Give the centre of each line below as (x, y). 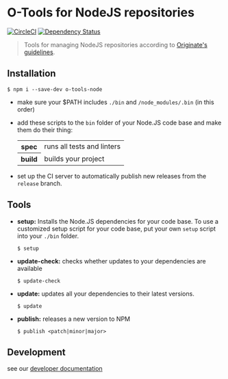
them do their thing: (45, 130)
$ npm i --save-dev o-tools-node (55, 89)
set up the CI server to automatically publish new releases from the (112, 176)
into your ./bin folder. (48, 236)
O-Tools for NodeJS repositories (101, 13)
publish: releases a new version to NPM (74, 319)
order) (26, 109)
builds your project (74, 159)
